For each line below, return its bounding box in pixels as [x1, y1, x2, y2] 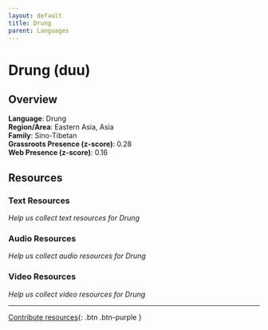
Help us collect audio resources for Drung [8, 251, 146, 260]
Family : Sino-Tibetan [8, 131, 77, 141]
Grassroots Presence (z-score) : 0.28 [8, 139, 132, 149]
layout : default [8, 11, 62, 20]
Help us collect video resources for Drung [8, 289, 146, 299]
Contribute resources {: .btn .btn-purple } [8, 312, 142, 322]
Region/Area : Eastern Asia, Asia [8, 122, 114, 132]
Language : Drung [8, 113, 67, 124]
